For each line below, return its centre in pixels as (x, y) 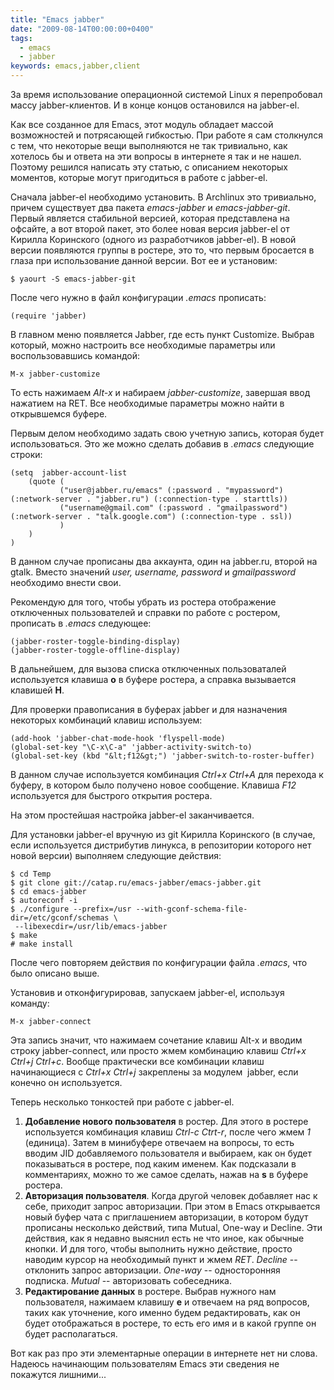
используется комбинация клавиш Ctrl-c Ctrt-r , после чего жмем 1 (168, 1132)
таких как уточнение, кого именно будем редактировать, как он (162, 1312)
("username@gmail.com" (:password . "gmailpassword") (173, 508)
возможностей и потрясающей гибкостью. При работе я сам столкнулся (166, 135)
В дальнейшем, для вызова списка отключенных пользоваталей (148, 669)
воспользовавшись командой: (75, 355)
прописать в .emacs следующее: (81, 623)
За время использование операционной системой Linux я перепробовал (166, 94)
